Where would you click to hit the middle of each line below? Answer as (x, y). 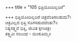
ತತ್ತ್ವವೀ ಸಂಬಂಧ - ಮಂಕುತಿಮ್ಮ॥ (28, 34)
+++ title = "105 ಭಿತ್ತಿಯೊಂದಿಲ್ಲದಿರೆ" (35, 7)
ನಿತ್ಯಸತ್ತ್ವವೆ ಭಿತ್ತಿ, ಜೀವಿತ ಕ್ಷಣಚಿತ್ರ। (28, 28)
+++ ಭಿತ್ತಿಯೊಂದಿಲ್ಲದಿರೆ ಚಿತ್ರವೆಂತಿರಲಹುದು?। (38, 17)
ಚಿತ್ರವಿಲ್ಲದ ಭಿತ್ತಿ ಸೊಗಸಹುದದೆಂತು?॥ (32, 22)
